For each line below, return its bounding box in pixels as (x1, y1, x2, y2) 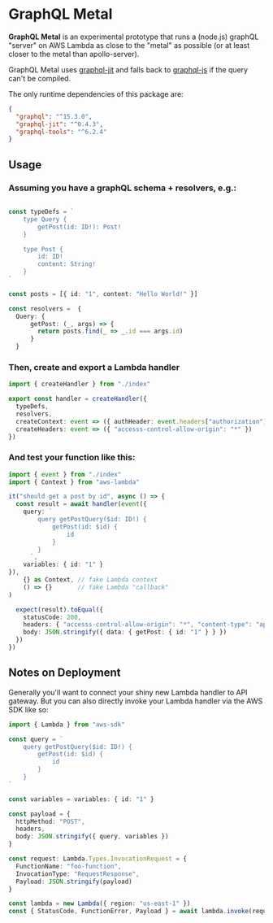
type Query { (23, 215, 67, 224)
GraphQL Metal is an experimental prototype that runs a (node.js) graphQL (8, 32, 259, 41)
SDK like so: (8, 704, 49, 714)
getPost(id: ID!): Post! (37, 223, 122, 231)
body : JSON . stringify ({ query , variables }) (15, 833, 169, 841)
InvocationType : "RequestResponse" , (15, 869, 140, 878)
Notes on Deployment (8, 666, 121, 680)
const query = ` (8, 735, 63, 743)
